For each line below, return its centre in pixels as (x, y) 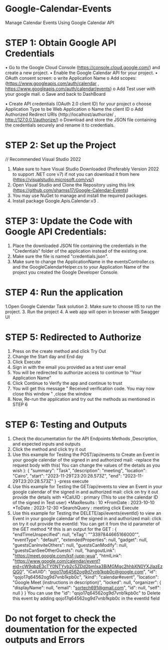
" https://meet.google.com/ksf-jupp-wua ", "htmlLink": (67, 556)
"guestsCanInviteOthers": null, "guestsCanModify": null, (70, 545)
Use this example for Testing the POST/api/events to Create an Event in (86, 455)
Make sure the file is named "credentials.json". (60, 256)
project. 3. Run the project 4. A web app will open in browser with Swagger (82, 312)
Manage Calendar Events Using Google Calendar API (60, 23)
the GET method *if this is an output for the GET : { (64, 529)
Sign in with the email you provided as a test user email (69, 367)
